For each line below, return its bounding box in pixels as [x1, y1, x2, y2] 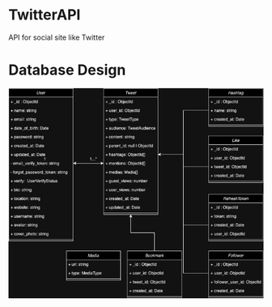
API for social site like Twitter [8, 32, 105, 42]
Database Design [8, 61, 126, 79]
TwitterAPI [8, 6, 81, 24]
